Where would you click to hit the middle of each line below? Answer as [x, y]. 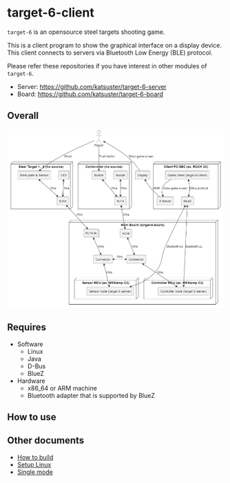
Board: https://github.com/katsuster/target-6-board [90, 94]
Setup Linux [34, 464]
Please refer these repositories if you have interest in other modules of [107, 66]
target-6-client [51, 13]
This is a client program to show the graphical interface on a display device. [115, 45]
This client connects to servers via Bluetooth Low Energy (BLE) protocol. [110, 53]
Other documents [46, 441]
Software [30, 344]
